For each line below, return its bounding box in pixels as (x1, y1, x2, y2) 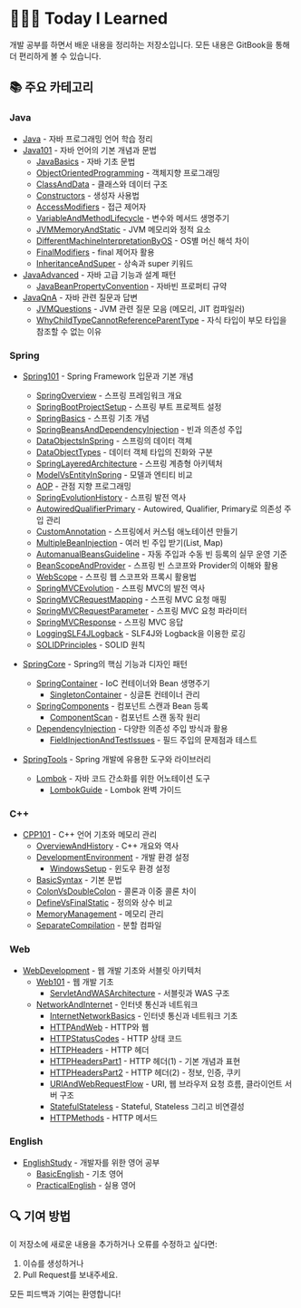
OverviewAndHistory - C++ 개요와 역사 (35, 840, 180, 851)
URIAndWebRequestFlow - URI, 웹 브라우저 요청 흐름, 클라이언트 (49, 1078, 283, 1089)
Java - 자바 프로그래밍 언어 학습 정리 (22, 133, 153, 144)
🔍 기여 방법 (9, 1209, 71, 1225)
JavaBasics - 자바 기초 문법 (35, 156, 136, 167)
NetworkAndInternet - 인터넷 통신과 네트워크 (35, 999, 199, 1010)
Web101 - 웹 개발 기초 (35, 976, 114, 987)
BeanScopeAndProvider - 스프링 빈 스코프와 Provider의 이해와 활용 (35, 559, 279, 570)
